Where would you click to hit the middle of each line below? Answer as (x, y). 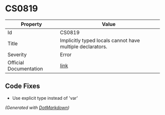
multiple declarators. (83, 46)
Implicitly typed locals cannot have (100, 40)
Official (16, 62)
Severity (17, 55)
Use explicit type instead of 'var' (45, 98)
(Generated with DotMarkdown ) (37, 107)
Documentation (25, 68)
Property (31, 24)
